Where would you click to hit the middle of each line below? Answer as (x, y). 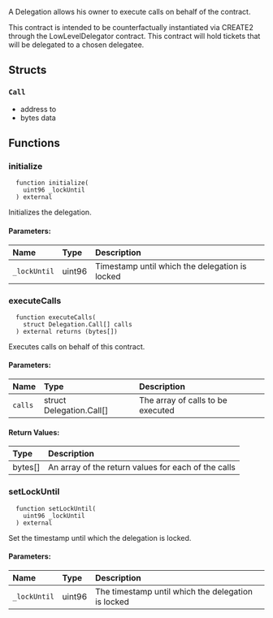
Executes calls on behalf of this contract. (77, 346)
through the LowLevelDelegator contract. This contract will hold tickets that (134, 36)
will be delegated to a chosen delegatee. (76, 45)
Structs (28, 70)
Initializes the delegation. (50, 212)
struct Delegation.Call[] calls (78, 324)
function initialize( (52, 183)
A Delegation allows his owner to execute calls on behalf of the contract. (130, 12)
